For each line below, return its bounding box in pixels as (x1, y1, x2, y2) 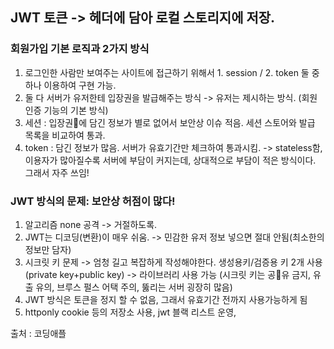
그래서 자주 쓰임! (24, 166, 90, 178)
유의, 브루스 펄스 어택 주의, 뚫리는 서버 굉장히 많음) (35, 281, 233, 293)
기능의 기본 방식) (43, 104, 109, 116)
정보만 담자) (24, 243, 72, 255)
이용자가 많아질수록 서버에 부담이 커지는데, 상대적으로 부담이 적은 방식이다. (24, 154, 317, 166)
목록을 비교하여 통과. (24, 129, 106, 141)
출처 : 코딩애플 (10, 327, 67, 339)
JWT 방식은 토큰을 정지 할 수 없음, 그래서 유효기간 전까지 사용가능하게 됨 (24, 293, 308, 305)
